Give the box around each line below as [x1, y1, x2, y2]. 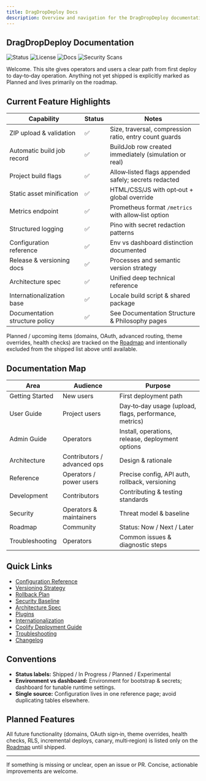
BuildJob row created [110, 142, 172, 151]
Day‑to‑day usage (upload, [119, 401, 196, 410]
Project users [62, 409, 101, 418]
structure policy [9, 317, 55, 325]
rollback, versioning [119, 477, 177, 486]
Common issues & [119, 533, 172, 541]
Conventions [6, 654, 57, 664]
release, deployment [119, 434, 178, 443]
